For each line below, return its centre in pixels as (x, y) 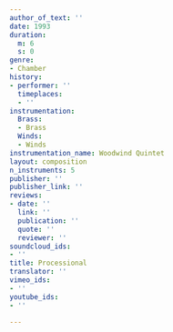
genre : (22, 60)
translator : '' (38, 272)
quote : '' (36, 229)
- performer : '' (40, 86)
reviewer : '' (42, 237)
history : (26, 77)
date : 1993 (30, 26)
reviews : (26, 196)
